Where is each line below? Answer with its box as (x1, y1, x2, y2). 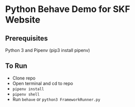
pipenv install (12, 86, 44, 91)
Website (5, 14, 40, 25)
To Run (5, 61, 27, 70)
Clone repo (12, 75, 36, 81)
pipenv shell (12, 91, 40, 97)
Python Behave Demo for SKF (5, 3, 130, 15)
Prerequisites (5, 34, 48, 42)
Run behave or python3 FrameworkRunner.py (12, 96, 100, 102)
